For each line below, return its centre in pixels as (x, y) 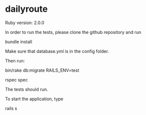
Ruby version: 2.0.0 (25, 23)
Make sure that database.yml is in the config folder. (57, 51)
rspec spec (16, 80)
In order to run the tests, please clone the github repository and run (73, 32)
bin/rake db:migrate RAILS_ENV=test (42, 70)
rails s (11, 108)
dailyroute (27, 9)
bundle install (19, 42)
